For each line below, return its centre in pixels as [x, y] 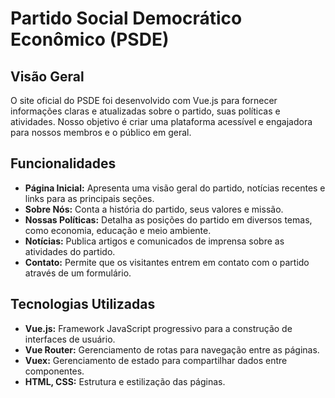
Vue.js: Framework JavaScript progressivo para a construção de [158, 328]
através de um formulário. [78, 273]
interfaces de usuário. [70, 339]
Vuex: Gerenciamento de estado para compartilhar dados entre [156, 360]
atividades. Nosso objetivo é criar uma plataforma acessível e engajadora [161, 121]
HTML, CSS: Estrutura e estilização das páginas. [125, 381]
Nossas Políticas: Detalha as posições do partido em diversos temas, [168, 219]
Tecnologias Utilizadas [83, 304]
